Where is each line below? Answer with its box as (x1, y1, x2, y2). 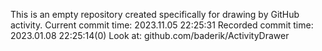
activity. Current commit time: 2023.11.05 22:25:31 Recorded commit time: (10, 19, 314, 31)
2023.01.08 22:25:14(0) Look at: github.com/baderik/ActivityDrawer (10, 30, 290, 41)
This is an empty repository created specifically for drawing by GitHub (10, 9, 300, 20)
